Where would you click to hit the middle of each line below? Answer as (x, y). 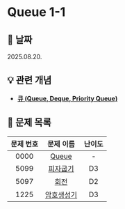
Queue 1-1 (36, 12)
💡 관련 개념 (30, 80)
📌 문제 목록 (30, 123)
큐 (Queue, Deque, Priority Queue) (67, 98)
